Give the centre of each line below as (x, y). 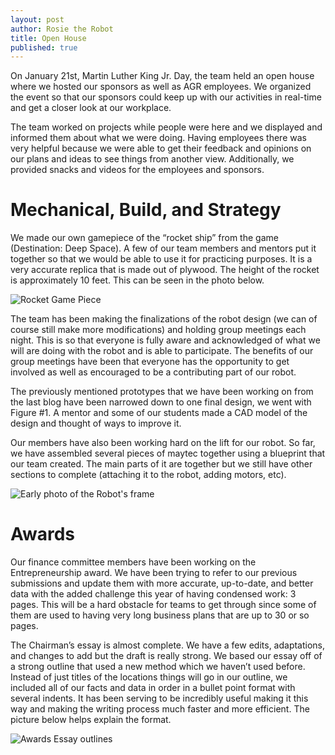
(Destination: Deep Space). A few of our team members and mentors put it (163, 248)
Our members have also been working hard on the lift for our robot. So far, (163, 443)
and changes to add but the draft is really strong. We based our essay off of (166, 656)
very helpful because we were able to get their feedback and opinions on (161, 148)
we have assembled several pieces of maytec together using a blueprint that (168, 453)
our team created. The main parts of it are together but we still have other (161, 464)
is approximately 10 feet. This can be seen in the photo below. (137, 280)
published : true (44, 47)
